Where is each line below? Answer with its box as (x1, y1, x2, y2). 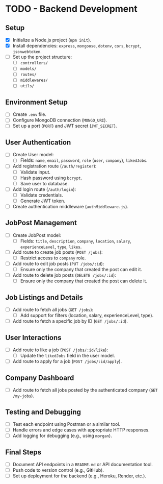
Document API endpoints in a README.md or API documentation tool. (12, 461, 153, 467)
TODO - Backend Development (5, 3, 138, 15)
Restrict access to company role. (20, 255, 86, 261)
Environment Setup (5, 98, 68, 106)
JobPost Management (5, 219, 77, 227)
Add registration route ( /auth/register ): (12, 163, 97, 169)
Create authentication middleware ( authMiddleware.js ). (12, 203, 129, 209)
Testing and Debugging (5, 407, 81, 416)
